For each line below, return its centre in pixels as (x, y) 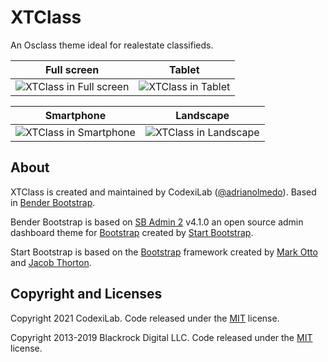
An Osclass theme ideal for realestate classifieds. (112, 45)
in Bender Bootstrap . (53, 202)
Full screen (72, 69)
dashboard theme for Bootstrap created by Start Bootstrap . (132, 232)
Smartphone (75, 115)
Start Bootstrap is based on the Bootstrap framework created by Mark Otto (164, 252)
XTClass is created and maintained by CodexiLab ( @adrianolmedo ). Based (163, 192)
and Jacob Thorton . (51, 262)
